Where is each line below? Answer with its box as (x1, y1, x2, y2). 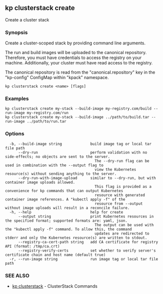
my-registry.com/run (26, 111, 69, 116)
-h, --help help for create (9, 210, 123, 215)
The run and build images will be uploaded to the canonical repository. (5, 50, 147, 56)
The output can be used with (94, 222, 154, 227)
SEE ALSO (5, 272, 30, 279)
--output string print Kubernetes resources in (18, 214, 154, 219)
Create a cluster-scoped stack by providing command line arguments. (5, 40, 146, 46)
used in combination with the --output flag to (5, 163, 104, 168)
